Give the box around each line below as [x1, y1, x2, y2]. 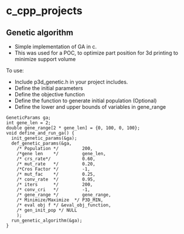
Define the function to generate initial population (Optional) [14, 97, 157, 104]
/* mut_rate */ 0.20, [16, 161, 96, 167]
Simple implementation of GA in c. [14, 43, 97, 50]
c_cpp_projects [6, 4, 83, 18]
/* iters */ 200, [16, 182, 93, 188]
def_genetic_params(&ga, [11, 141, 72, 146]
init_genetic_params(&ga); [11, 135, 77, 141]
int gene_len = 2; [6, 120, 51, 126]
